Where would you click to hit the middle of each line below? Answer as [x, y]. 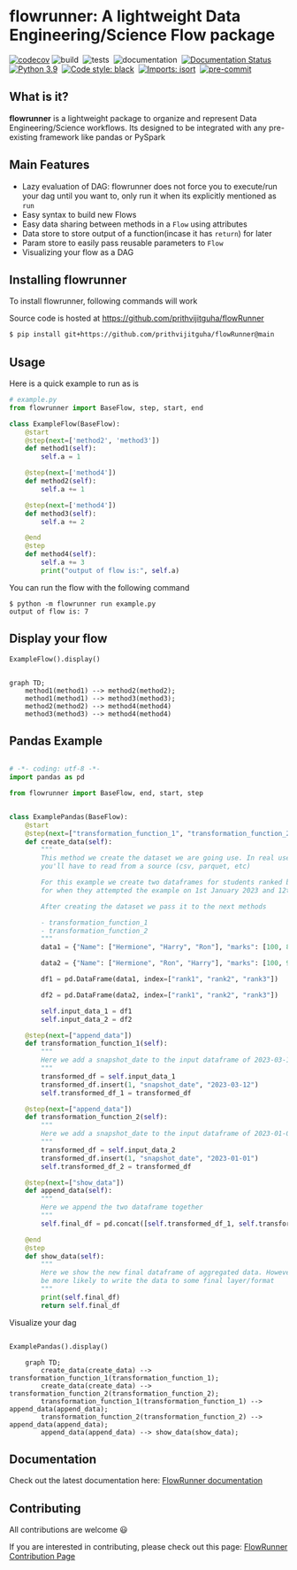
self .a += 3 [63, 563]
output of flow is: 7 [49, 611]
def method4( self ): [61, 554]
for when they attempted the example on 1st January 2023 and [158, 890]
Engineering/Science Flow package [142, 35]
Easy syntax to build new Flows [79, 214]
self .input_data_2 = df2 [87, 1019]
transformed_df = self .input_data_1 [108, 1076]
